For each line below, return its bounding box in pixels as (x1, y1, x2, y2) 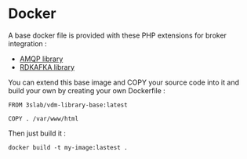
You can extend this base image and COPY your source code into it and (8, 78, 239, 87)
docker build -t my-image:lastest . (8, 143, 128, 151)
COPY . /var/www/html (8, 114, 79, 122)
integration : (8, 38, 47, 48)
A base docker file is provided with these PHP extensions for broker (8, 31, 227, 40)
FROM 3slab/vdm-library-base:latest (8, 101, 128, 109)
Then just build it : (8, 128, 67, 138)
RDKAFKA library (19, 62, 75, 71)
